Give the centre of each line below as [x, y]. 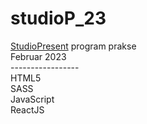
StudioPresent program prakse [73, 46]
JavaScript [32, 99]
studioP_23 [58, 18]
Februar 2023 [38, 56]
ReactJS [27, 109]
